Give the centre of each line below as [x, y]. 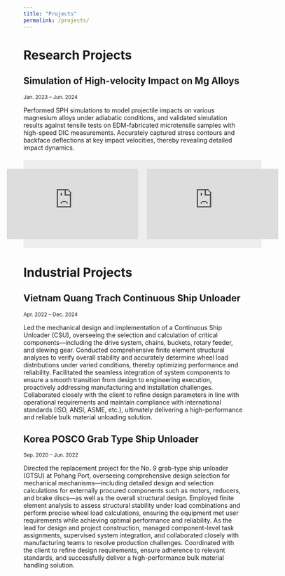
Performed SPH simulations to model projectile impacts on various [119, 110]
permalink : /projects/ [56, 20]
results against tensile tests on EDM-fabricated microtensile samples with [129, 125]
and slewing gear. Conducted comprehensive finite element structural [124, 350]
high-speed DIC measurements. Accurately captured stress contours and [129, 132]
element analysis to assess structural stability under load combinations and [132, 506]
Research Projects [78, 55]
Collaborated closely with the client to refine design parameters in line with [131, 395]
